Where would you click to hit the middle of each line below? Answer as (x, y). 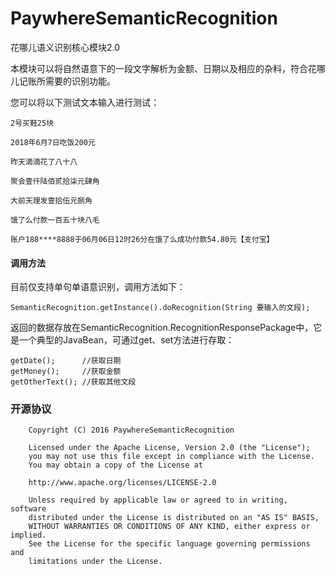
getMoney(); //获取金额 (66, 372)
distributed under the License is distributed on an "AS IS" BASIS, (174, 518)
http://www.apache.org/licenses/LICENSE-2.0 (122, 483)
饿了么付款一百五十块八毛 (55, 220)
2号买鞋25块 (32, 123)
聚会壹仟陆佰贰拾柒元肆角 (55, 181)
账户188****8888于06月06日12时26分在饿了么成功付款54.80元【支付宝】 (142, 239)
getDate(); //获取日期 (66, 361)
